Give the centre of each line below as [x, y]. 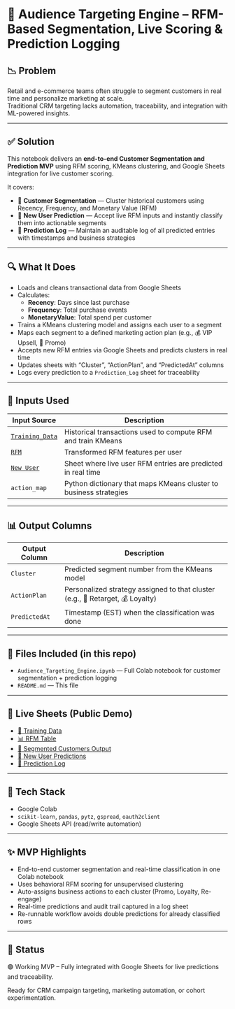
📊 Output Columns [50, 525]
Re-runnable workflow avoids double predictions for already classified [119, 914]
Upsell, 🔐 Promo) [42, 343]
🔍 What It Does [42, 267]
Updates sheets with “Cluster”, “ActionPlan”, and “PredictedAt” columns [121, 365]
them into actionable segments [62, 222]
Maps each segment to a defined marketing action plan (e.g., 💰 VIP [115, 332]
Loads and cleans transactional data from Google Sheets [99, 287]
